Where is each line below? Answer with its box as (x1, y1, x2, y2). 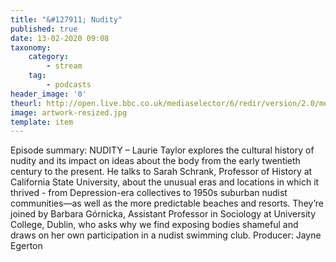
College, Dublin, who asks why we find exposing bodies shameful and (10, 219, 299, 231)
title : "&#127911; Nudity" (10, 14, 123, 25)
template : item (10, 117, 74, 127)
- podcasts (46, 80, 92, 90)
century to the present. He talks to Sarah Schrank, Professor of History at (10, 166, 313, 178)
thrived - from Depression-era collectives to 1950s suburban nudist (10, 187, 288, 199)
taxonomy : (10, 42, 52, 53)
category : (28, 52, 70, 62)
